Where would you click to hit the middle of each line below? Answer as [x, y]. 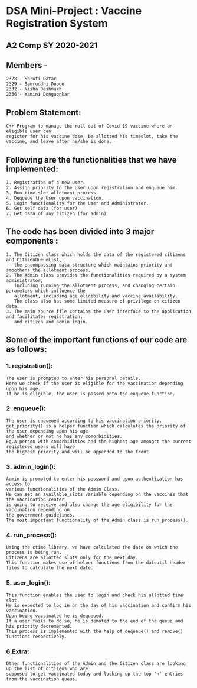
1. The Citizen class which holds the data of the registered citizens [96, 254]
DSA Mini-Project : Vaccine [74, 11]
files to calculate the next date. [50, 568]
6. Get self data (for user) [42, 209]
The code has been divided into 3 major [80, 232]
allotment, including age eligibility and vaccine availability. [96, 296]
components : [32, 241]
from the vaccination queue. [42, 679]
